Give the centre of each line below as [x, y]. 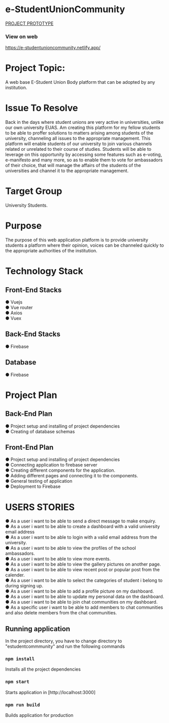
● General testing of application [39, 481]
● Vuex [13, 318]
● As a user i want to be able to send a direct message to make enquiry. [81, 521]
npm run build [23, 705]
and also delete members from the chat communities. [61, 613]
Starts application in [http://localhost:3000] [50, 692]
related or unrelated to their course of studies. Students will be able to [78, 149]
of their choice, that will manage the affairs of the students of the [73, 166]
